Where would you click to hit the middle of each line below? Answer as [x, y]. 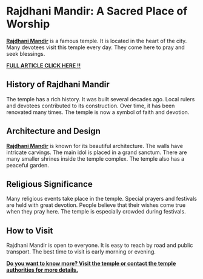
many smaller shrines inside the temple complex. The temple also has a [95, 158]
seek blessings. [26, 53]
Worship [28, 24]
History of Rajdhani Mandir [58, 85]
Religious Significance [49, 184]
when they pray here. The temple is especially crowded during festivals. [96, 212]
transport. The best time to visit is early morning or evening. [81, 252]
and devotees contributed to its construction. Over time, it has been [91, 106]
